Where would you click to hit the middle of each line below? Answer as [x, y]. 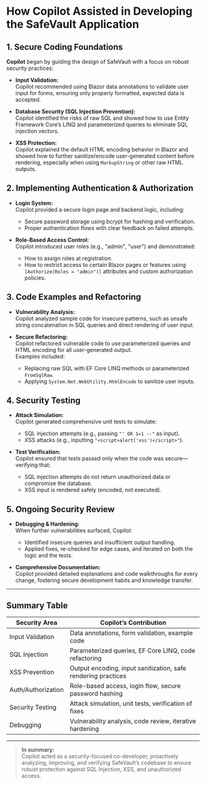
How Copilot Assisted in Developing [100, 11]
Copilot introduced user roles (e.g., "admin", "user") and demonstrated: [105, 246]
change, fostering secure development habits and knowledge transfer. [104, 580]
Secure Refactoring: [41, 337]
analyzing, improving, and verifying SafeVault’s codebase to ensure [106, 763]
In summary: [38, 750]
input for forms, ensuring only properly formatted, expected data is [100, 93]
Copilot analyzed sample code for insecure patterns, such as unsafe [101, 318]
